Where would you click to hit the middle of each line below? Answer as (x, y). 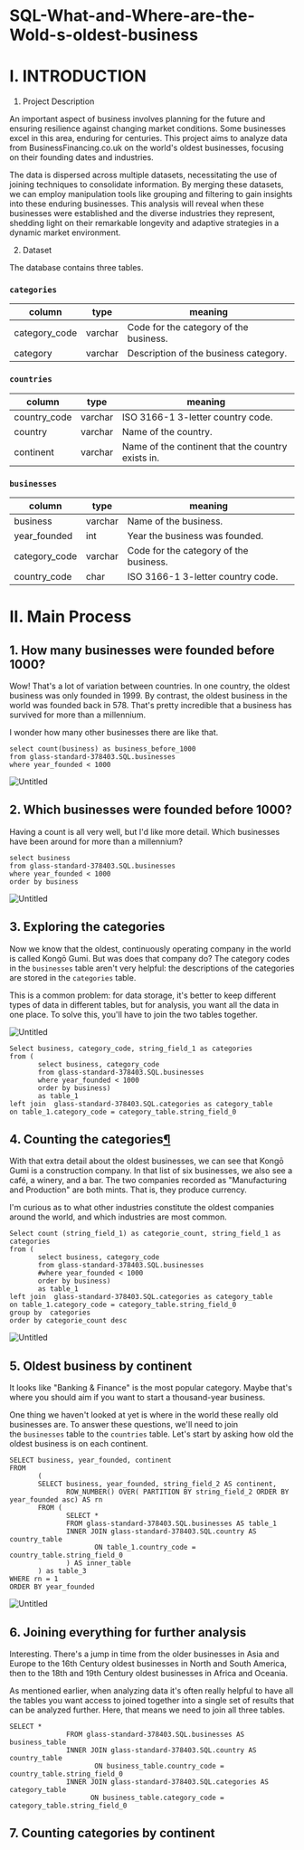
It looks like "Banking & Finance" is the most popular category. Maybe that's (151, 1388)
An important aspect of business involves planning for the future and (138, 119)
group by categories (50, 1313)
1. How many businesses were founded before (142, 650)
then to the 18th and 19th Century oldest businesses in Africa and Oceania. (148, 1674)
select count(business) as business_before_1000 (103, 749)
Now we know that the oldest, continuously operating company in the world (150, 949)
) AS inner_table (99, 1563)
